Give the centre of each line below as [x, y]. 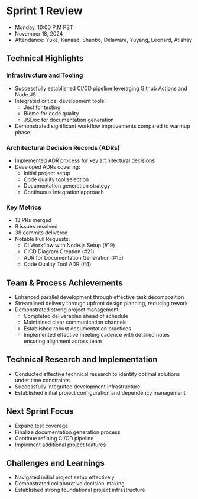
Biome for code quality [51, 113]
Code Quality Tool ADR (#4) [57, 264]
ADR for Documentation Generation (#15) [74, 258]
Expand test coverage [41, 426]
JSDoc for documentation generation [69, 120]
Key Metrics [24, 207]
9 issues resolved [36, 227]
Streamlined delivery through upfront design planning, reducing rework [101, 304]
